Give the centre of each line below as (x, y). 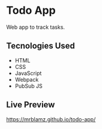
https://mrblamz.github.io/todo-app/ (51, 119)
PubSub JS (29, 86)
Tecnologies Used (40, 46)
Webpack (27, 79)
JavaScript (28, 73)
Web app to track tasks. (35, 27)
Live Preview (31, 105)
